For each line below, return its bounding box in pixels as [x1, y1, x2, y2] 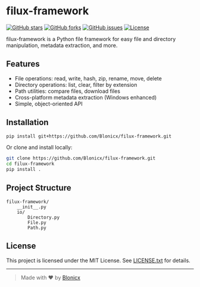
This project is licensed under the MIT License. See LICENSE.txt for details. [6, 257, 190, 264]
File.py [27, 219, 46, 226]
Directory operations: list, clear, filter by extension [14, 81, 137, 88]
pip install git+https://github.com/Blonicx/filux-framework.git [6, 133, 171, 139]
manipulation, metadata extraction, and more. [6, 42, 118, 49]
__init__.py [17, 204, 46, 210]
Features [6, 59, 40, 69]
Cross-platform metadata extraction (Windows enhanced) [14, 93, 157, 101]
